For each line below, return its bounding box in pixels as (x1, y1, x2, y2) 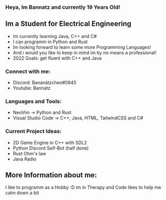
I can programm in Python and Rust (12, 39, 88, 45)
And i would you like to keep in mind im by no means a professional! (12, 49, 157, 56)
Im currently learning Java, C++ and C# (12, 33, 97, 39)
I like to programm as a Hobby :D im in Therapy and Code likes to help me (5, 184, 161, 191)
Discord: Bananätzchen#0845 (12, 80, 77, 86)
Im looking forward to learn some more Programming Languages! (12, 44, 151, 50)
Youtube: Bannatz (12, 85, 51, 91)
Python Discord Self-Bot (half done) (12, 145, 89, 151)
